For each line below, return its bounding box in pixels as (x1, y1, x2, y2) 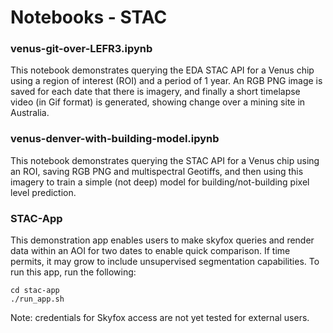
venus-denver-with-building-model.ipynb (10, 132, 220, 146)
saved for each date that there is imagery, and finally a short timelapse (10, 86, 301, 98)
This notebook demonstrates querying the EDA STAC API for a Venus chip (10, 64, 315, 76)
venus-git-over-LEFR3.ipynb (10, 42, 153, 56)
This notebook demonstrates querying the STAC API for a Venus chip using (10, 154, 320, 166)
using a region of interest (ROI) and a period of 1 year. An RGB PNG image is (10, 75, 323, 87)
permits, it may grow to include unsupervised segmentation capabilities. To (10, 256, 320, 268)
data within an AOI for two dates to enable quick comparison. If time (10, 245, 291, 257)
